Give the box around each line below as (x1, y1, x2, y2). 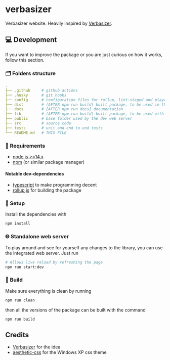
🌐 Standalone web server (5, 233, 69, 240)
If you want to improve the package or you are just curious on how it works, (5, 52, 163, 58)
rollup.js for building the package (12, 187, 82, 193)
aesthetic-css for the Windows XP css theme (12, 349, 107, 355)
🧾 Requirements (5, 142, 46, 149)
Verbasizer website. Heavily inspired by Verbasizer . (5, 20, 112, 26)
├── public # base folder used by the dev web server (5, 116, 133, 121)
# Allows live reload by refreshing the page (5, 259, 103, 265)
